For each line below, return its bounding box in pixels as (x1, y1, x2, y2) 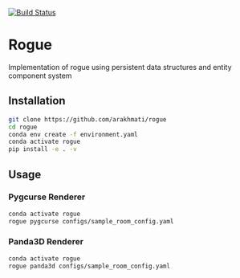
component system (8, 71, 72, 80)
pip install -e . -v (8, 145, 78, 153)
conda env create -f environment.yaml (8, 130, 138, 138)
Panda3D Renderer (8, 236, 84, 247)
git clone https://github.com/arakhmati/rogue (8, 115, 167, 124)
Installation (8, 94, 66, 108)
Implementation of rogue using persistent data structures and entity (8, 62, 232, 72)
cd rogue (8, 123, 38, 131)
